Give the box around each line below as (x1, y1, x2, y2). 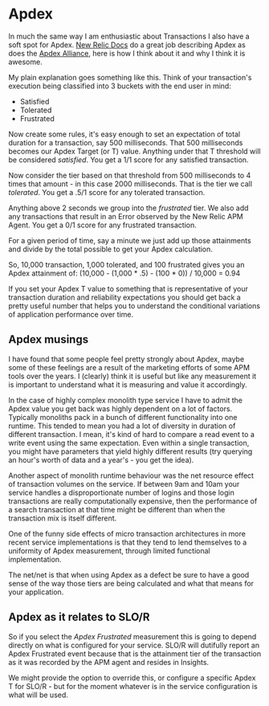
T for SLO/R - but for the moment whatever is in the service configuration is (8, 681, 259, 691)
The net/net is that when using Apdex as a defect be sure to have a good (8, 569, 250, 579)
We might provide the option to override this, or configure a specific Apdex (8, 672, 256, 683)
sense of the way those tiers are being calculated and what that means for (8, 578, 255, 588)
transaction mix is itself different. (8, 513, 117, 523)
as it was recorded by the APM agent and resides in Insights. (8, 657, 210, 667)
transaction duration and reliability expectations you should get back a (8, 292, 241, 302)
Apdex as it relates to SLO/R (8, 610, 150, 624)
